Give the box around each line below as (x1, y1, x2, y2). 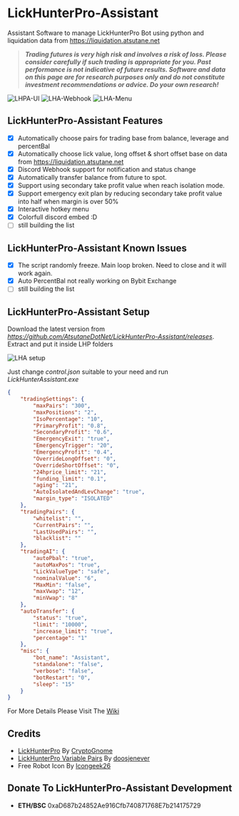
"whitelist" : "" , (33, 515, 84, 522)
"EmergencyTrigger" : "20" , (33, 442, 113, 449)
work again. (17, 269, 53, 277)
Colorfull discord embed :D (17, 213, 98, 222)
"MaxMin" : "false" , (33, 581, 91, 588)
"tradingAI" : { (20, 548, 66, 556)
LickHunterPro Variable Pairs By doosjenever (17, 754, 150, 763)
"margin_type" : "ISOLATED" (33, 495, 113, 502)
